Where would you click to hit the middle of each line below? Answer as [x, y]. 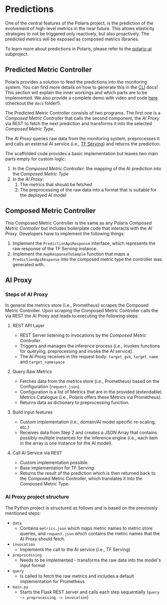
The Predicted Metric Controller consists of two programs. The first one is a [83, 113]
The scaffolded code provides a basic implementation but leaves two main [82, 153]
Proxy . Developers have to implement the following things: [65, 233]
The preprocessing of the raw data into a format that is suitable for [88, 190]
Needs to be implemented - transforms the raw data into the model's [90, 560]
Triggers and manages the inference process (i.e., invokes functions [90, 346]
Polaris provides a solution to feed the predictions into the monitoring [76, 82]
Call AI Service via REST [37, 453]
